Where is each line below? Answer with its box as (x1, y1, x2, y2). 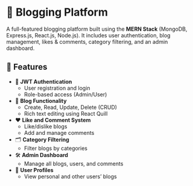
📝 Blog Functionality (14, 97, 67, 104)
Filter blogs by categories (24, 144, 87, 152)
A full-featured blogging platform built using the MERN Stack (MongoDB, (6, 25, 188, 33)
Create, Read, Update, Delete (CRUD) (24, 104, 118, 111)
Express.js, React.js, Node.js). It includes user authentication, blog (6, 31, 171, 39)
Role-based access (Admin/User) (24, 90, 107, 98)
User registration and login (24, 84, 90, 91)
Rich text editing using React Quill (24, 110, 108, 117)
